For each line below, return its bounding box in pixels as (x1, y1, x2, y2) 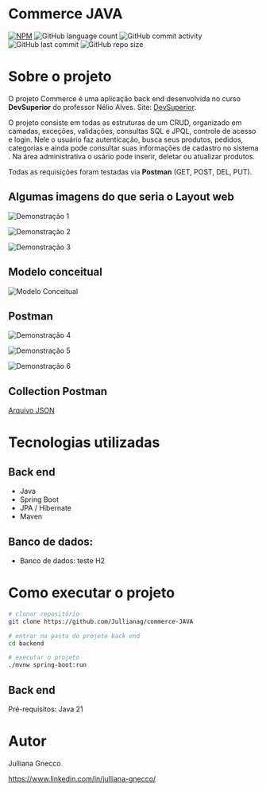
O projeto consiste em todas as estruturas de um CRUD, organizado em (8, 117, 242, 127)
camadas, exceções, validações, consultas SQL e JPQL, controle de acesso (8, 126, 256, 135)
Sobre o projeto (8, 68, 112, 86)
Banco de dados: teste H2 (19, 555, 106, 566)
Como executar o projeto (8, 584, 175, 602)
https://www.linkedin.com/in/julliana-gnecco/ (8, 773, 156, 783)
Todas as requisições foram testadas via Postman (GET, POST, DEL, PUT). (8, 166, 253, 176)
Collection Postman (8, 384, 108, 398)
